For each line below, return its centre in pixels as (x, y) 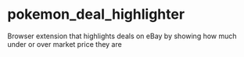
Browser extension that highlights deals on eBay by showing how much (122, 36)
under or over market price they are (65, 44)
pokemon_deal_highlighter (96, 14)
